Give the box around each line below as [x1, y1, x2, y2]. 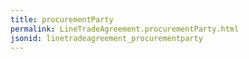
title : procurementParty [10, 14, 114, 25]
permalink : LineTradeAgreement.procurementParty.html [10, 24, 240, 34]
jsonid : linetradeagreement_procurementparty [10, 33, 203, 43]
